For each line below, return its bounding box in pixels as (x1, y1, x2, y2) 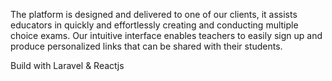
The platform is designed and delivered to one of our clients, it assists (10, 9, 298, 20)
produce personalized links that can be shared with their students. (10, 40, 283, 52)
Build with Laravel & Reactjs (10, 60, 125, 71)
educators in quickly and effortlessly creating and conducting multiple (10, 19, 299, 31)
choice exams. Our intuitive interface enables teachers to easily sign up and (10, 30, 323, 41)
